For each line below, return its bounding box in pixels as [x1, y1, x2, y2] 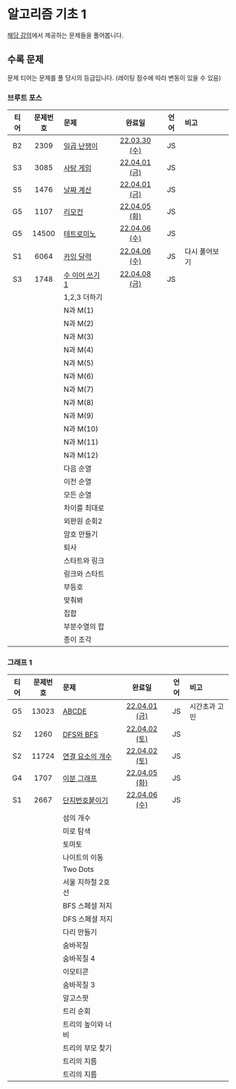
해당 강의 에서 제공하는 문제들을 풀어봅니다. [7, 31, 124, 39]
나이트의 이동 [63, 853, 104, 863]
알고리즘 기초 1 [7, 6, 86, 22]
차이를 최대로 [63, 503, 105, 513]
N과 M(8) [63, 398, 94, 407]
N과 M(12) [63, 450, 98, 460]
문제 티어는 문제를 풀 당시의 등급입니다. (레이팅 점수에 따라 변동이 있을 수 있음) [7, 73, 221, 81]
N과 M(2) [63, 319, 94, 329]
